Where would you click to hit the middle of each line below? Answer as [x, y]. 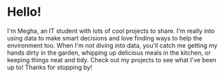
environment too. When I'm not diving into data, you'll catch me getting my [112, 45]
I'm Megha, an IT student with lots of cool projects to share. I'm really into [111, 31]
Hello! [24, 12]
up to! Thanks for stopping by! [50, 67]
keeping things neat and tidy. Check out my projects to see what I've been [112, 60]
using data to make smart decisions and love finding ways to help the [105, 38]
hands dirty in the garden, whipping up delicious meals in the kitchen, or [109, 53]
